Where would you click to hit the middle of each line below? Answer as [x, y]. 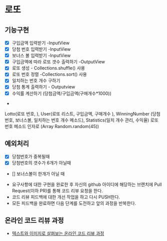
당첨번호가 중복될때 [31, 157]
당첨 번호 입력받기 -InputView [41, 49]
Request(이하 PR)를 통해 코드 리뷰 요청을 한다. [57, 190]
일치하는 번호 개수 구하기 [36, 81]
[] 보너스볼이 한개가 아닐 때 [38, 174]
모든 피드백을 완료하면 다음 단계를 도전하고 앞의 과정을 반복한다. [74, 203]
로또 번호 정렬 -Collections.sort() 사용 [49, 74]
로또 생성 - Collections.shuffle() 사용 [48, 68]
